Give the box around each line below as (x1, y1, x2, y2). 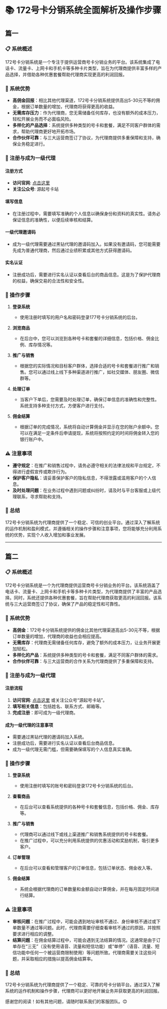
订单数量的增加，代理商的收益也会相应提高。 (12, 633, 104, 639)
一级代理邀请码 (5, 229, 36, 235)
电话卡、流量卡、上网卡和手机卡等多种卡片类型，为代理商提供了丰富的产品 (5, 589, 158, 595)
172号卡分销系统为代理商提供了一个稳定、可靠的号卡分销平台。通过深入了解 (5, 982, 161, 988)
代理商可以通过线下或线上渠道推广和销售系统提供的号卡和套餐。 (19, 831, 151, 837)
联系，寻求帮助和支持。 (16, 494, 65, 500)
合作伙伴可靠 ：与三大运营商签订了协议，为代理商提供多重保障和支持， (12, 135, 157, 141)
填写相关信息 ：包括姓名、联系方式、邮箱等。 (12, 703, 104, 709)
